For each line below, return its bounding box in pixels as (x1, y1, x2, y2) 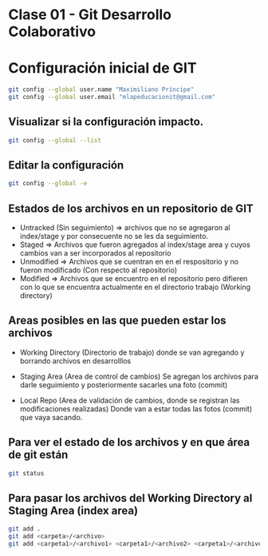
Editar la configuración (8, 158, 124, 172)
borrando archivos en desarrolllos (19, 355, 132, 365)
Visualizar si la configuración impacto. (8, 115, 204, 129)
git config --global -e (8, 180, 88, 188)
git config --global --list (8, 136, 102, 145)
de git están (8, 448, 69, 462)
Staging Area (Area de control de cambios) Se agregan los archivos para (19, 371, 259, 381)
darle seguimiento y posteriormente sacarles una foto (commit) (19, 379, 228, 389)
